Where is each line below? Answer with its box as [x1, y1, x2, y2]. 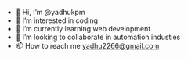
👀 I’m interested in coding [15, 16, 99, 25]
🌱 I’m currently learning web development [15, 24, 151, 33]
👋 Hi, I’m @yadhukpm [15, 8, 85, 16]
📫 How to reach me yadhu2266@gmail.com [15, 42, 160, 50]
